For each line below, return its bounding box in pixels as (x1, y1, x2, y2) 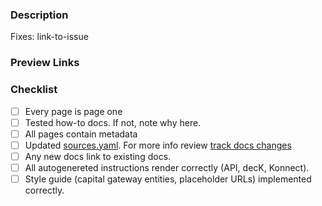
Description (10, 8, 69, 22)
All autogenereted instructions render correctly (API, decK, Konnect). (24, 161, 310, 173)
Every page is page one (24, 105, 123, 117)
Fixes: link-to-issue (10, 31, 89, 43)
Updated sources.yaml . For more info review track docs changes (24, 139, 292, 151)
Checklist (10, 83, 58, 97)
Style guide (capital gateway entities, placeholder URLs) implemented (24, 173, 312, 185)
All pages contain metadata (24, 128, 138, 140)
